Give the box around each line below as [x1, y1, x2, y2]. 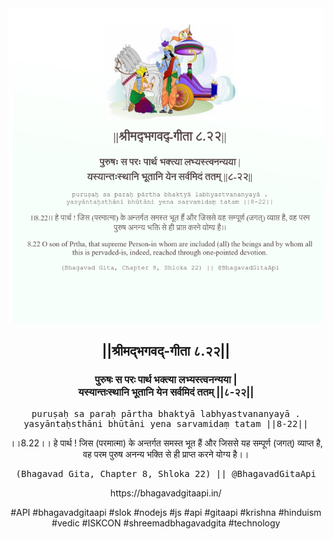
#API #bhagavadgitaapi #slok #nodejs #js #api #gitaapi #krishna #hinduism [10, 506, 322, 518]
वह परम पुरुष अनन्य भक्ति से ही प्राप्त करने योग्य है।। [82, 448, 250, 460]
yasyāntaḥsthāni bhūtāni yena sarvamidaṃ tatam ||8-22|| [23, 418, 309, 429]
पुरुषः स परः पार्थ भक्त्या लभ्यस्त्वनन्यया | [94, 373, 238, 387]
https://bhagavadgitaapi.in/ [110, 487, 222, 499]
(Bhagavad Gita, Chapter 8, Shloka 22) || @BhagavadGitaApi [15, 468, 317, 479]
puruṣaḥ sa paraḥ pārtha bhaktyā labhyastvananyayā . [31, 408, 301, 419]
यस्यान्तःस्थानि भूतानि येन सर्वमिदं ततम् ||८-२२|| [77, 385, 255, 399]
